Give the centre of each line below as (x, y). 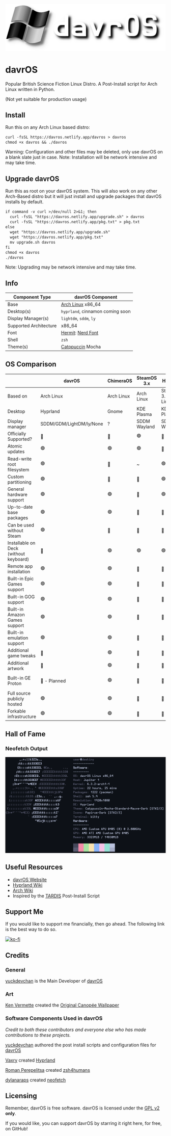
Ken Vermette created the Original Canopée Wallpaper (62, 1005)
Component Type (32, 297)
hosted (15, 704)
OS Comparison (31, 364)
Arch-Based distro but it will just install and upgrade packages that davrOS (83, 196)
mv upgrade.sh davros (33, 243)
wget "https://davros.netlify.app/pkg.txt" (56, 237)
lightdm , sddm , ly (78, 319)
